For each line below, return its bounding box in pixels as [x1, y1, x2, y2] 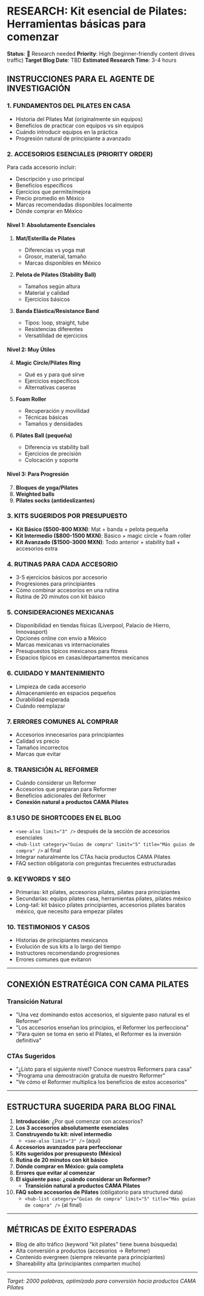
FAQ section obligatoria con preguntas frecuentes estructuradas [15, 860, 176, 867]
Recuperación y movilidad [24, 407, 90, 415]
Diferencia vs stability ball [24, 444, 90, 451]
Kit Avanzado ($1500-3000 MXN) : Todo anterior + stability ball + [15, 538, 180, 545]
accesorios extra [15, 545, 58, 552]
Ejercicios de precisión [24, 450, 82, 458]
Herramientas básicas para [7, 17, 146, 31]
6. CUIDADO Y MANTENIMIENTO [7, 669, 105, 677]
